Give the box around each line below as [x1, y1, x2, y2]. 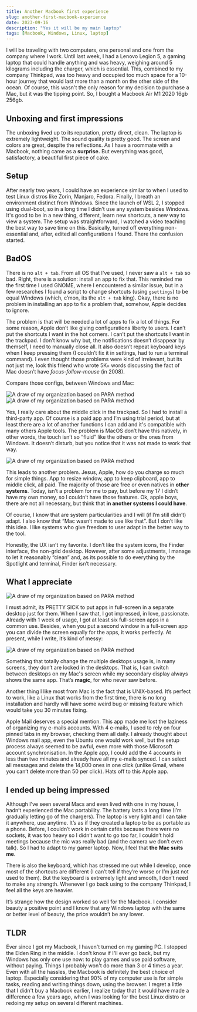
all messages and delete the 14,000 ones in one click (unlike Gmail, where [6, 762, 185, 769]
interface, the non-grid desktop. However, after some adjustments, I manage [6, 547, 191, 554]
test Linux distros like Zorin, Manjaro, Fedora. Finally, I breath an [6, 193, 161, 200]
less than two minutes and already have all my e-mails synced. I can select [6, 755, 186, 762]
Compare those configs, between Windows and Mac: [6, 379, 135, 386]
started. [6, 236, 25, 244]
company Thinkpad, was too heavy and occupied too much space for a [6, 72, 178, 79]
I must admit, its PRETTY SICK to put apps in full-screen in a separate [6, 604, 174, 611]
